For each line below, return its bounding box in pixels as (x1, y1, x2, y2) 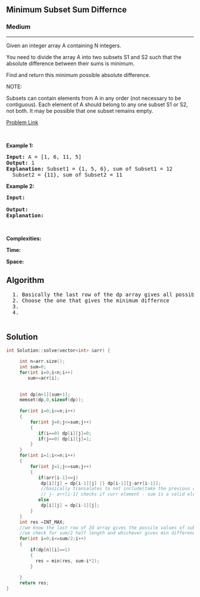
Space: (6, 258, 24, 265)
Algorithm (6, 275, 45, 285)
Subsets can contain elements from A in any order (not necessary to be (6, 94, 182, 101)
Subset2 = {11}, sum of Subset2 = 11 (12, 171, 123, 178)
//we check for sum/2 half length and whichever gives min (19, 530, 169, 536)
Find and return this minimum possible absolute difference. (6, 71, 151, 78)
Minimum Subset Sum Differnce (6, 5, 127, 15)
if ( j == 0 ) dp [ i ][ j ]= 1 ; (37, 436, 92, 442)
